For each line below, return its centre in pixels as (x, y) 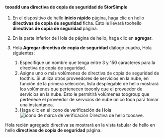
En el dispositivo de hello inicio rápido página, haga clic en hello (78, 18)
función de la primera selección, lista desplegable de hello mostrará (89, 84)
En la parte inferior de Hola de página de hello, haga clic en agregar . (82, 38)
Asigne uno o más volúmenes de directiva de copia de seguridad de (89, 73)
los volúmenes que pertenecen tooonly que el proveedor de (81, 89)
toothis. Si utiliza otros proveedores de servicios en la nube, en (84, 78)
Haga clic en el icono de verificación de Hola (66, 110)
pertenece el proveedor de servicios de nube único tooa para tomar (89, 100)
